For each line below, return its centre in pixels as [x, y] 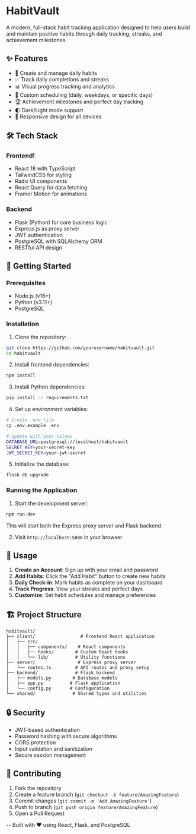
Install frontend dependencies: [52, 365]
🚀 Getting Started [39, 266]
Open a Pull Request [40, 813]
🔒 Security [26, 713]
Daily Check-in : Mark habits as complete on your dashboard [89, 583]
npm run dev [21, 514]
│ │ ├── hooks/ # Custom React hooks [67, 652]
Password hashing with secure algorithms [66, 736]
